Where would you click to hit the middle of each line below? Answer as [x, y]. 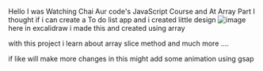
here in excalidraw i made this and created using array [97, 28]
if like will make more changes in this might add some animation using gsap [131, 59]
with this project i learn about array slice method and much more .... [119, 43]
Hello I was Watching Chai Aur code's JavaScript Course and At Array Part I [131, 11]
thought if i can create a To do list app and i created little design [112, 20]
